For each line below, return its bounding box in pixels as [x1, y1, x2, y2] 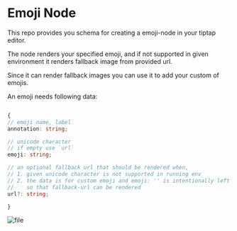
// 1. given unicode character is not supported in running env [7, 171, 202, 178]
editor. [7, 35, 26, 44]
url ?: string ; [7, 190, 50, 198]
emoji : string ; [7, 151, 53, 159]
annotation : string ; [7, 125, 69, 133]
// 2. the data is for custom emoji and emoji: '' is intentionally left [7, 177, 231, 184]
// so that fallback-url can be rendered [7, 184, 141, 191]
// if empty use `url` [7, 145, 75, 152]
